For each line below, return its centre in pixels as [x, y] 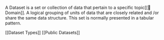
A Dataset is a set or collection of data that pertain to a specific [69, 8]
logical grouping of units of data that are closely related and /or [95, 13]
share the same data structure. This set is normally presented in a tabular [80, 18]
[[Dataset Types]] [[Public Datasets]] [42, 32]
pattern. [13, 23]
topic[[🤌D [142, 8]
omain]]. [15, 13]
